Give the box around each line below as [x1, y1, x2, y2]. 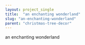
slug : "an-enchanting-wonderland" [5, 16, 77, 21]
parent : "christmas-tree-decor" [5, 21, 72, 26]
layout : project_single [5, 7, 54, 12]
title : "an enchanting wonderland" [5, 12, 81, 17]
